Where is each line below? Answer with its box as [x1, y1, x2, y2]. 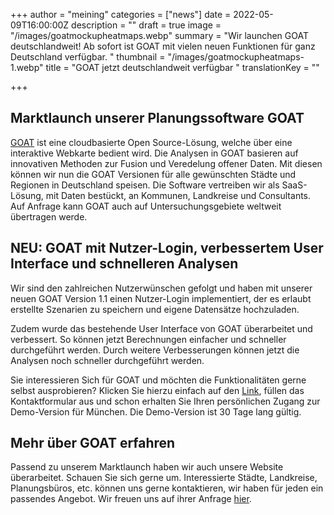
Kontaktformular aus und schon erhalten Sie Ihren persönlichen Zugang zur [10, 395, 321, 407]
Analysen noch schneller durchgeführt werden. [10, 354, 205, 366]
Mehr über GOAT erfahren [10, 435, 176, 452]
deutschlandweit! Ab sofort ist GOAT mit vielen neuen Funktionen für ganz [10, 40, 316, 52]
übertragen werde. [10, 210, 88, 223]
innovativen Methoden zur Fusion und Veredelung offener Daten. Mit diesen [10, 157, 323, 169]
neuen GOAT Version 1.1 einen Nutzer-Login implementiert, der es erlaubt [10, 292, 312, 304]
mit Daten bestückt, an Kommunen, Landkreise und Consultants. [45, 189, 312, 201]
